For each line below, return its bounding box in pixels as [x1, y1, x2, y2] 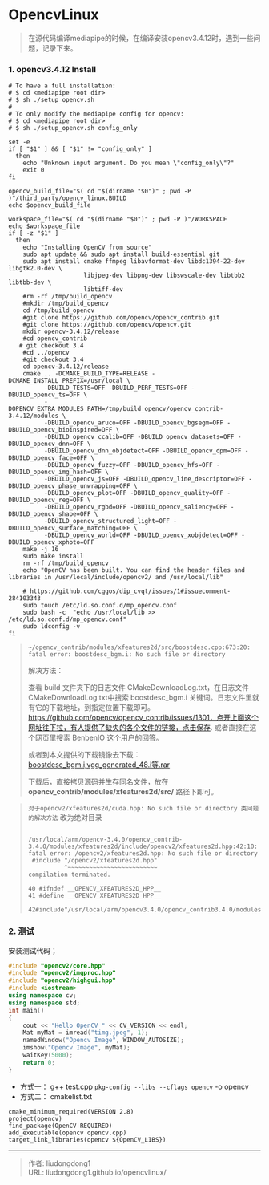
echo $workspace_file [8, 222, 81, 230]
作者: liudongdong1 [27, 1158, 91, 1168]
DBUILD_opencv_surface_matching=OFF [8, 524, 130, 533]
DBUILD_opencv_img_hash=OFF [8, 468, 102, 477]
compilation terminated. [27, 870, 111, 879]
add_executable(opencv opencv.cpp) [8, 1129, 127, 1137]
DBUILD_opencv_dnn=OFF [8, 440, 84, 448]
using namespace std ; [8, 999, 81, 1007]
